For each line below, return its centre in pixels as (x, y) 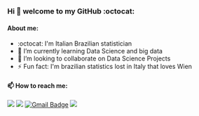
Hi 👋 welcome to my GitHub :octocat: (71, 11)
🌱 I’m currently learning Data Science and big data (90, 51)
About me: (23, 28)
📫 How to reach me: (37, 85)
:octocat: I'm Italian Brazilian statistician (75, 44)
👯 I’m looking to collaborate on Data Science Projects (94, 58)
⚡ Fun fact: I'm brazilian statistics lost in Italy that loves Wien (105, 67)
